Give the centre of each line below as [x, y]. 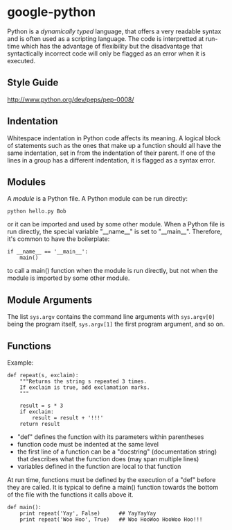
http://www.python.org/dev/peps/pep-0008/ [71, 99]
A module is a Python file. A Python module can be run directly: [98, 199]
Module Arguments [50, 300]
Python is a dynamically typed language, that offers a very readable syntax [114, 31]
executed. [21, 60]
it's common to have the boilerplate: [59, 239]
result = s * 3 [42, 406]
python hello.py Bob [37, 212]
